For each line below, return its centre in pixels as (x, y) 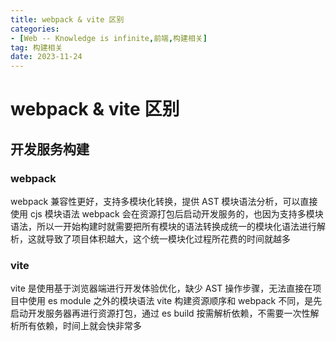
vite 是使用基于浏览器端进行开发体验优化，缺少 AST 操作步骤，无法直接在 (161, 288)
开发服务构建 (50, 149)
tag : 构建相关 (36, 47)
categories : (35, 29)
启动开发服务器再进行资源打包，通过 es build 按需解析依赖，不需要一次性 (160, 313)
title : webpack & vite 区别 (67, 19)
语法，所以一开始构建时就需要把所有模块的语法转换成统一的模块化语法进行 (163, 226)
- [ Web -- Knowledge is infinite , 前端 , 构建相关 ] (109, 38)
